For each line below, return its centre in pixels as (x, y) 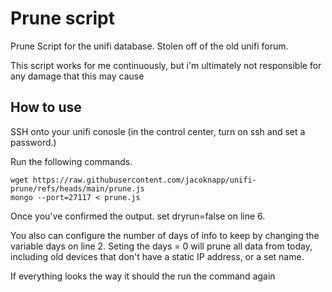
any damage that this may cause (77, 76)
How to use (46, 107)
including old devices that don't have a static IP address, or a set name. (157, 256)
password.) (33, 142)
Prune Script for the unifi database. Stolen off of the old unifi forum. (149, 46)
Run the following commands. (71, 161)
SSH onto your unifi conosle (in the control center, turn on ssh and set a (158, 131)
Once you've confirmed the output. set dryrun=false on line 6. (138, 216)
